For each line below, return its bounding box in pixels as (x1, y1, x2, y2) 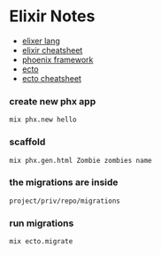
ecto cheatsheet (21, 73, 82, 83)
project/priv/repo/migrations (9, 197, 121, 205)
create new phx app (9, 95, 96, 107)
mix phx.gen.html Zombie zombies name (9, 156, 152, 165)
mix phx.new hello (9, 115, 77, 125)
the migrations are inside (9, 176, 119, 189)
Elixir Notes (9, 6, 96, 27)
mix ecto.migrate (9, 237, 73, 246)
